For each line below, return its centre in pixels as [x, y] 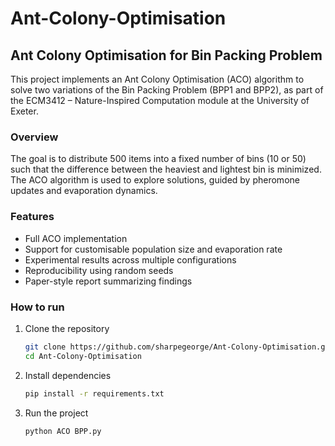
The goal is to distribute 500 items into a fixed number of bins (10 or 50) [158, 159]
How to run [37, 307]
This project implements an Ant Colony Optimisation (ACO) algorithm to [157, 79]
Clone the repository [67, 328]
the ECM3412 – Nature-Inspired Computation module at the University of [160, 100]
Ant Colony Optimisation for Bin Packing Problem [166, 55]
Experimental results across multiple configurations [130, 259]
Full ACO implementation [76, 238]
